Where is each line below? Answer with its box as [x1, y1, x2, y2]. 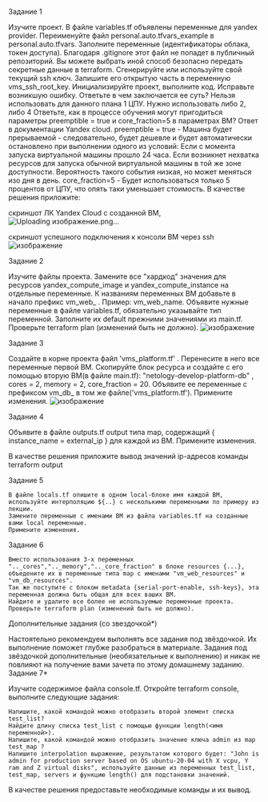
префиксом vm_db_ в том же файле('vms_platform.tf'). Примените [8, 388, 234, 397]
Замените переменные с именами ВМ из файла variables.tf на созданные [8, 512, 249, 520]
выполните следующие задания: [8, 692, 120, 702]
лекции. [8, 505, 34, 513]
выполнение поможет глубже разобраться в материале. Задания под [8, 643, 248, 652]
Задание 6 [8, 540, 44, 550]
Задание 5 [8, 476, 44, 485]
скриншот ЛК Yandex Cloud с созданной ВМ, [8, 208, 162, 217]
